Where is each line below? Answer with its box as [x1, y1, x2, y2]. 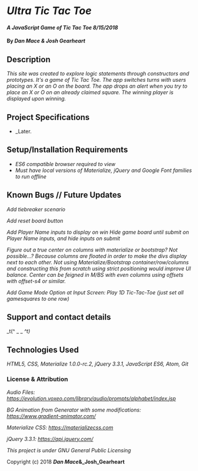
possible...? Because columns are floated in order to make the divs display [6, 252, 187, 260]
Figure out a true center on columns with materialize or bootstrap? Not [6, 246, 178, 253]
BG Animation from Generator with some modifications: [6, 406, 142, 413]
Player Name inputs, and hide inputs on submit [6, 234, 120, 242]
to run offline [15, 173, 46, 180]
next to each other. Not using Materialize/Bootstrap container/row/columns [6, 258, 189, 266]
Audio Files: [6, 389, 35, 396]
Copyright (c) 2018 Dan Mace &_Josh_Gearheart [6, 458, 125, 465]
